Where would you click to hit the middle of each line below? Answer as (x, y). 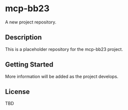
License (17, 92)
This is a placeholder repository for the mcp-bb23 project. (64, 49)
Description (23, 37)
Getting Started (29, 65)
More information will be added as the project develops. (62, 76)
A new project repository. (31, 22)
